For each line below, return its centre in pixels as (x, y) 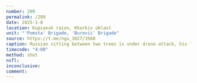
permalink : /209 (26, 17)
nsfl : (13, 60)
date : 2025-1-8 (25, 22)
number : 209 (21, 11)
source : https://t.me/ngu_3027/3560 (51, 39)
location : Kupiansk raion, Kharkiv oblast (59, 28)
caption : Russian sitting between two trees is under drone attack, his (97, 44)
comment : (17, 71)
